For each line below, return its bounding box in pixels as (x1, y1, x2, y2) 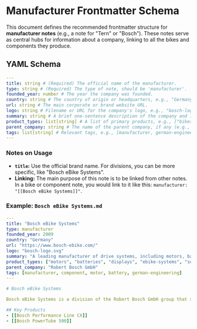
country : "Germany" (6, 237, 54, 243)
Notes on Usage (6, 149, 53, 157)
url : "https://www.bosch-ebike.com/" (6, 243, 98, 249)
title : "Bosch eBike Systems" (6, 220, 80, 227)
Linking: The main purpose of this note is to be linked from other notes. (14, 174, 188, 182)
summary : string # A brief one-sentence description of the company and (6, 113, 188, 119)
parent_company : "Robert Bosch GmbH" (6, 264, 98, 270)
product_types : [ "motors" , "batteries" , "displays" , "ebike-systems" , (6, 258, 182, 265)
